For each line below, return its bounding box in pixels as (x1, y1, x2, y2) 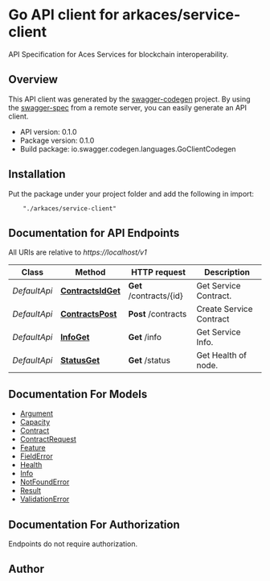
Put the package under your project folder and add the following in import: (8, 189, 255, 198)
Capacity (19, 417, 51, 427)
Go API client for (8, 6, 120, 24)
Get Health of (196, 350, 247, 361)
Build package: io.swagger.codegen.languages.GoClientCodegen (19, 143, 236, 154)
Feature (19, 443, 46, 453)
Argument (19, 409, 54, 418)
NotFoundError (19, 477, 70, 487)
